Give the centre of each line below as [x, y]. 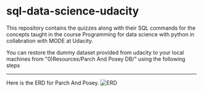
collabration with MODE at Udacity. [50, 41]
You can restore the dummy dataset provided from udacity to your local [95, 52]
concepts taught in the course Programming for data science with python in [100, 34]
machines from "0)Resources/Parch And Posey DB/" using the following [96, 59]
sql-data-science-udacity [72, 11]
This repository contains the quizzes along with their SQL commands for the [101, 28]
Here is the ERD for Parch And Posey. [53, 82]
